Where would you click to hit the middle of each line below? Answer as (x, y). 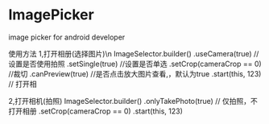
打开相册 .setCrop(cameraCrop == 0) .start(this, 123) (96, 111)
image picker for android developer (67, 37)
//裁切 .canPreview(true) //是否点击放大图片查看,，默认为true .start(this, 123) (135, 73)
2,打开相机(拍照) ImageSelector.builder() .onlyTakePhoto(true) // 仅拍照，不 (133, 101)
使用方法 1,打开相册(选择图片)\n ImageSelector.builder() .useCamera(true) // (134, 53)
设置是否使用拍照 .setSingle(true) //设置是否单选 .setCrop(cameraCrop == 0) (135, 64)
